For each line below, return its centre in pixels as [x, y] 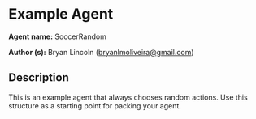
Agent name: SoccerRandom [58, 36]
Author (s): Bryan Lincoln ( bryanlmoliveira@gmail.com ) [101, 52]
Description [39, 78]
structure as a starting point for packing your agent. [95, 105]
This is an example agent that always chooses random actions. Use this [128, 97]
